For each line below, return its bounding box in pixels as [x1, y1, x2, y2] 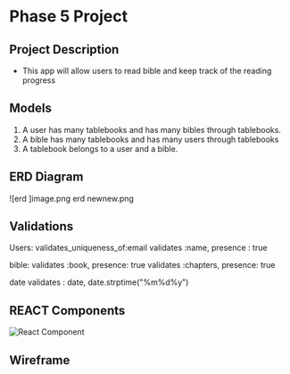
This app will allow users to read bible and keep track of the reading [21, 65, 272, 76]
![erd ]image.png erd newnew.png [9, 193, 134, 204]
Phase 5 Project [9, 6, 128, 27]
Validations [9, 219, 74, 234]
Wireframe [9, 353, 70, 368]
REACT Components [9, 303, 126, 318]
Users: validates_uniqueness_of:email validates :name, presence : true [9, 243, 268, 253]
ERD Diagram [9, 170, 84, 185]
